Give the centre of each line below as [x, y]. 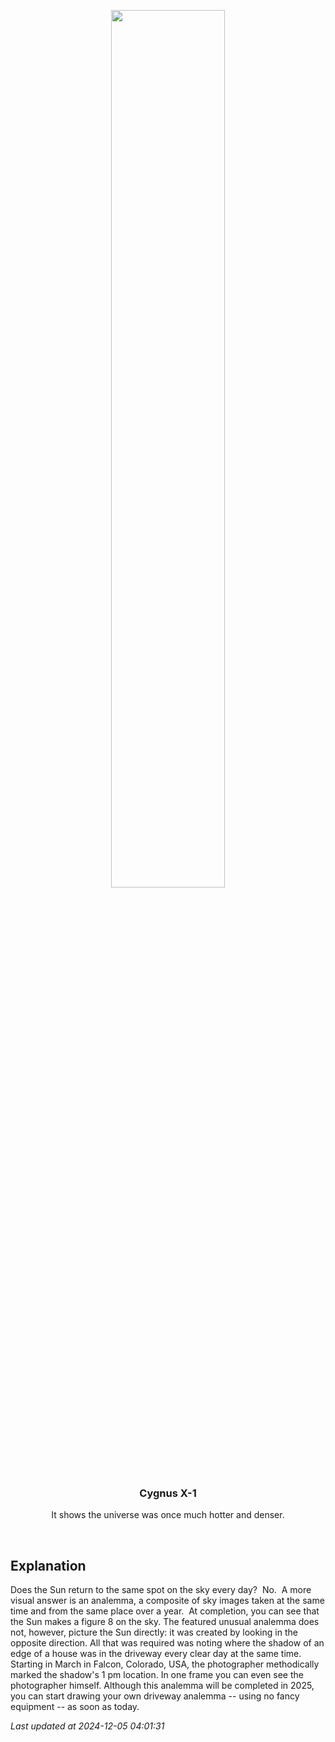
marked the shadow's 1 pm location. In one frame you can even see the [157, 1675]
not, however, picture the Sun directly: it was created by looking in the [154, 1632]
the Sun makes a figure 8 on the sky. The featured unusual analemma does [165, 1622]
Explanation [48, 1565]
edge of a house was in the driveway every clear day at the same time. [156, 1654]
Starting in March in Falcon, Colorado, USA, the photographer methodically [165, 1664]
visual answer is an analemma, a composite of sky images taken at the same [167, 1601]
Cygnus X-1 [168, 1493]
